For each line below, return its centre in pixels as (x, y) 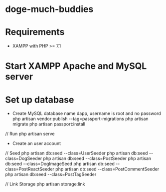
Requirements (35, 32)
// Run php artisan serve (30, 134)
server (19, 77)
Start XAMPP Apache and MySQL (76, 66)
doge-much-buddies (49, 9)
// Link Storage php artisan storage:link (45, 184)
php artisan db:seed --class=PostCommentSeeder (107, 169)
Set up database (40, 100)
